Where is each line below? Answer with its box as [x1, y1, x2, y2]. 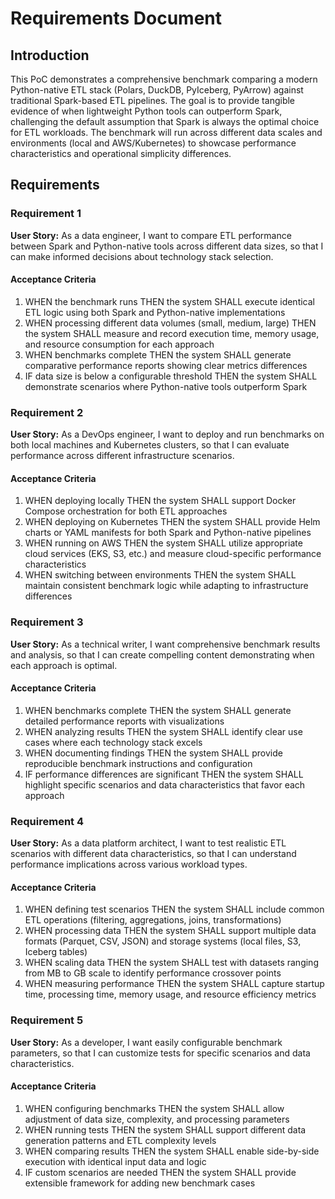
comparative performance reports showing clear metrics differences [24, 359, 308, 371]
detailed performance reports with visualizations [24, 715, 225, 727]
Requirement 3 [10, 615, 84, 629]
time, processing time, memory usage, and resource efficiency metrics [24, 988, 317, 1001]
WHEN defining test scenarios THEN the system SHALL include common [24, 903, 325, 916]
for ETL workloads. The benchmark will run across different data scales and [10, 127, 323, 138]
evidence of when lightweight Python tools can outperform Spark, [10, 105, 283, 117]
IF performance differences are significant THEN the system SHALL [24, 768, 304, 780]
